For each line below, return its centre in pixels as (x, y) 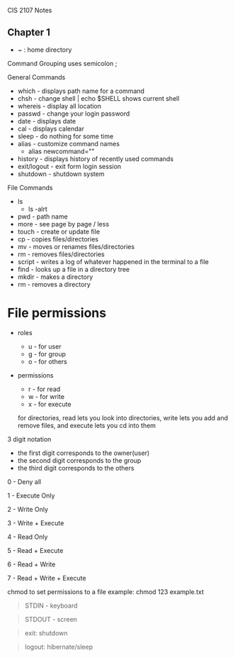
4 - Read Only (28, 537)
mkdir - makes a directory (55, 277)
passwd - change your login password (74, 114)
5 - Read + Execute (35, 550)
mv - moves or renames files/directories (76, 246)
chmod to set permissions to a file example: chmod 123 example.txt (105, 591)
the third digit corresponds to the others (76, 468)
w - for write (46, 396)
